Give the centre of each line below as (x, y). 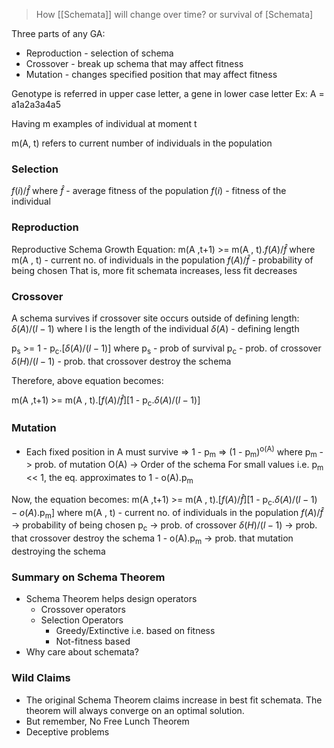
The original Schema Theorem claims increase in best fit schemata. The (174, 700)
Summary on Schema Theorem (88, 577)
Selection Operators (82, 620)
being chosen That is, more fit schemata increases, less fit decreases (154, 270)
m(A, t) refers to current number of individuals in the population (142, 143)
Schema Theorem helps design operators (111, 599)
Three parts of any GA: (58, 33)
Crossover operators (83, 610)
